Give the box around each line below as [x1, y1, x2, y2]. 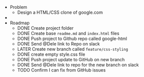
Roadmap [9, 20, 30, 26]
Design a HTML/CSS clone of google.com [17, 9, 103, 15]
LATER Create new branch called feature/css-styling [17, 46, 128, 52]
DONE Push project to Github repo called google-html [17, 36, 128, 41]
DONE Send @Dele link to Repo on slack [17, 41, 100, 46]
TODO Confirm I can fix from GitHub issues [17, 67, 106, 73]
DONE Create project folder [17, 25, 73, 31]
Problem [9, 4, 27, 10]
